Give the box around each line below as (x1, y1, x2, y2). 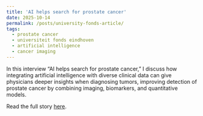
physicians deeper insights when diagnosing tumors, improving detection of (6, 78, 197, 85)
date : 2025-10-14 (6, 15, 51, 21)
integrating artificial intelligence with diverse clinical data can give (6, 71, 172, 79)
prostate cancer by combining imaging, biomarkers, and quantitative (6, 84, 178, 92)
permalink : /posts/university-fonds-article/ (6, 20, 124, 26)
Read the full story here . (6, 103, 67, 110)
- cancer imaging (12, 49, 56, 55)
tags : (6, 26, 20, 32)
